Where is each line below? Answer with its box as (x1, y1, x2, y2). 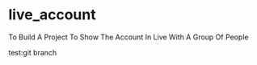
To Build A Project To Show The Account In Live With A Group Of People (8, 32, 249, 42)
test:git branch (8, 47, 57, 57)
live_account (8, 6, 96, 24)
